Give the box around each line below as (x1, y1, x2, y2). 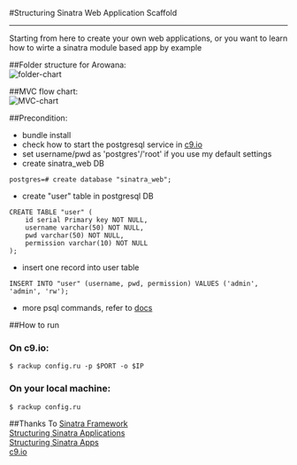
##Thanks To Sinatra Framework (9, 418, 128, 429)
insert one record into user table (21, 262, 140, 273)
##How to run (9, 320, 60, 330)
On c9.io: (9, 341, 49, 353)
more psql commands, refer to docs (21, 303, 153, 313)
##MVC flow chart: (9, 86, 79, 97)
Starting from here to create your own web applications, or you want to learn (9, 33, 288, 43)
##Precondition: (9, 112, 68, 123)
